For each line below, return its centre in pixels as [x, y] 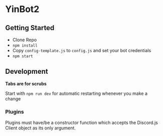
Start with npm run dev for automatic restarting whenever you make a [76, 93]
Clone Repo [25, 40]
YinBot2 [22, 9]
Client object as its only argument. [41, 128]
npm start [23, 56]
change [13, 98]
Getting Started [30, 28]
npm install [25, 46]
